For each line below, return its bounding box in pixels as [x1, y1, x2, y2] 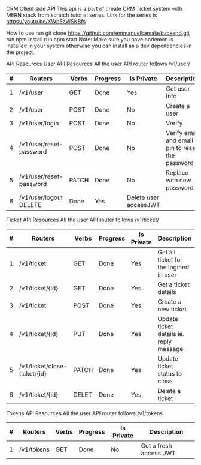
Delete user [126, 193, 160, 202]
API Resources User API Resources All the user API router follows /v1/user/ [6, 60, 190, 67]
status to [157, 370, 182, 377]
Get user [166, 85, 190, 92]
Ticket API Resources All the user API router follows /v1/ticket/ [6, 216, 160, 223]
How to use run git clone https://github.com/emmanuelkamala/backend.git [6, 29, 190, 37]
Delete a [157, 387, 181, 395]
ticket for [157, 256, 183, 263]
